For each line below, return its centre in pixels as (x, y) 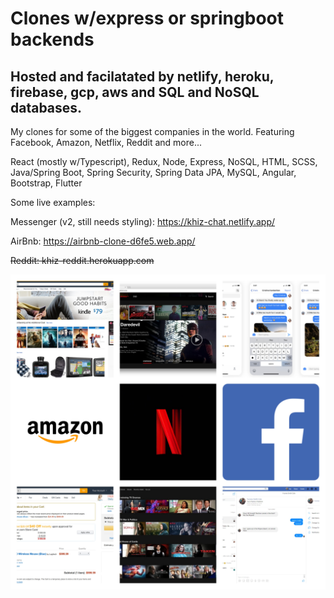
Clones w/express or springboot (147, 18)
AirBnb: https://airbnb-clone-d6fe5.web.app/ (103, 241)
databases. (46, 107)
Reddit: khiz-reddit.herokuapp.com (82, 260)
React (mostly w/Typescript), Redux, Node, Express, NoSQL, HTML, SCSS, (164, 161)
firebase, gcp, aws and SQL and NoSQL (135, 92)
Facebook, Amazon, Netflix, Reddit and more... (106, 142)
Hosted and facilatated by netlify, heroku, (142, 76)
